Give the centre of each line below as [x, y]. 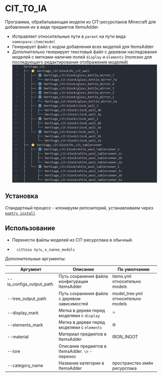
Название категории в [81, 363]
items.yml [122, 276]
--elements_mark [25, 325]
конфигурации [73, 282]
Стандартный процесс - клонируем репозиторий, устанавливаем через [79, 208]
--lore [14, 351]
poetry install [20, 213]
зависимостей [73, 303]
